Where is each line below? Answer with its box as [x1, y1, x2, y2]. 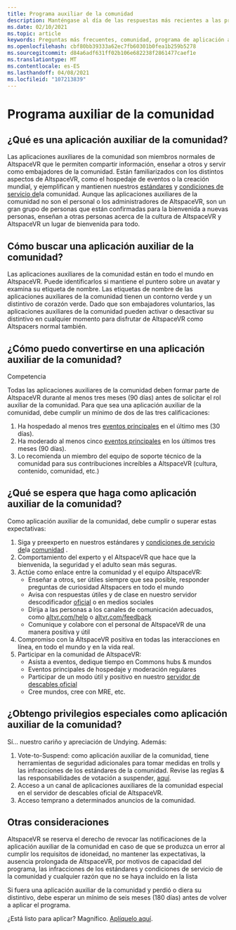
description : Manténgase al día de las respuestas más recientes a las [7, 17, 221, 24]
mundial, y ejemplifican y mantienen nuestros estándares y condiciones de [7, 182, 224, 191]
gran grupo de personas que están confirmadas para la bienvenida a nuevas [7, 205, 228, 213]
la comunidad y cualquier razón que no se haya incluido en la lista [7, 872, 198, 881]
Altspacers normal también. [7, 322, 88, 331]
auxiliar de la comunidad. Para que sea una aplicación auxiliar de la [7, 401, 202, 409]
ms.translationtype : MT [7, 56, 77, 63]
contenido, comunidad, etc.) [17, 467, 100, 475]
